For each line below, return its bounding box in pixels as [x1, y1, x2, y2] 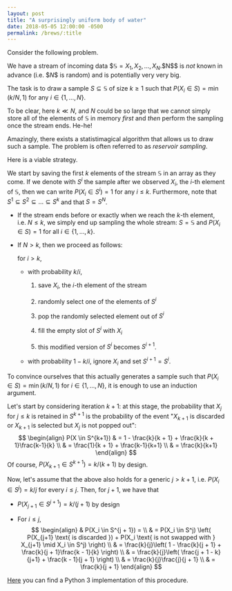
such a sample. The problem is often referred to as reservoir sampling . [7, 142, 209, 150]
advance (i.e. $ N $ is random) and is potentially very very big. [7, 71, 182, 80]
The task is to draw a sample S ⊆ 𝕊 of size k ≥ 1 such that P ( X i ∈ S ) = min [7, 84, 219, 94]
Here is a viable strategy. [7, 155, 78, 163]
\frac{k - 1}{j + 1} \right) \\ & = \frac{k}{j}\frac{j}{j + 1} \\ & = [47, 555, 216, 564]
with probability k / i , [27, 268, 83, 276]
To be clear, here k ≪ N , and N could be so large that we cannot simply [7, 107, 211, 115]
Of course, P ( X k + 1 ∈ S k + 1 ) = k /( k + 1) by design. [7, 459, 148, 471]
